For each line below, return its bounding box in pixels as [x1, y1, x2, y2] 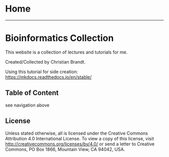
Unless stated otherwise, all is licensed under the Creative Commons [5, 130, 148, 136]
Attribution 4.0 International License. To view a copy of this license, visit [5, 135, 154, 141]
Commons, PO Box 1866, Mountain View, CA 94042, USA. [5, 146, 125, 152]
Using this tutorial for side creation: [5, 69, 78, 75]
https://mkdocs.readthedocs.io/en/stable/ [5, 74, 92, 80]
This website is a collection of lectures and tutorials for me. [5, 49, 128, 55]
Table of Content [5, 89, 59, 97]
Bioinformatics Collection [5, 32, 114, 44]
